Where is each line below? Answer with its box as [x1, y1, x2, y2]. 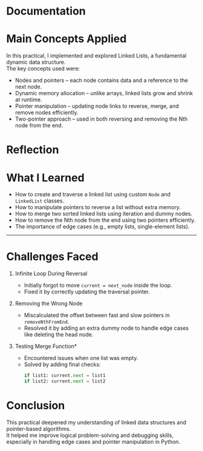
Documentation [6, 4, 86, 18]
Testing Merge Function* [14, 342, 77, 350]
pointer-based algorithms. [6, 425, 71, 432]
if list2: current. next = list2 [24, 378, 106, 384]
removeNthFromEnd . [24, 318, 69, 326]
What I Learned [6, 171, 85, 184]
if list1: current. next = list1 [24, 373, 106, 379]
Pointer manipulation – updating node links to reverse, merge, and [14, 102, 179, 110]
